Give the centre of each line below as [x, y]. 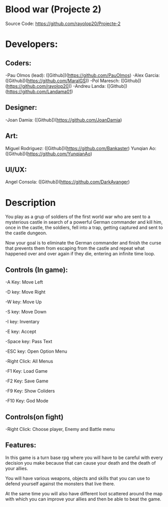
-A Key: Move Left [24, 282]
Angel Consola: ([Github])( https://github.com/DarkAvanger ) [67, 182]
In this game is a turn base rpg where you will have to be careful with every [84, 457]
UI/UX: [16, 170]
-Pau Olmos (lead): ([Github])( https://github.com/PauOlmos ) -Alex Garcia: [83, 75]
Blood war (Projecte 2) [53, 9]
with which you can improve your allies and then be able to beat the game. [83, 499]
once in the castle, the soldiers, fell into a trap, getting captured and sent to [84, 228]
